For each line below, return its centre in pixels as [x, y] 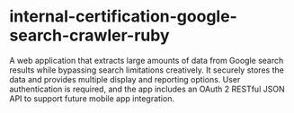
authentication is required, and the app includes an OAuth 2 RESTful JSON [147, 89]
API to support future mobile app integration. [92, 98]
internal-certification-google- [124, 17]
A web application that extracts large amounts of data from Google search [147, 60]
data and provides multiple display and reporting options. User [125, 79]
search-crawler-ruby [89, 35]
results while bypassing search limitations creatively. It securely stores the [147, 70]
